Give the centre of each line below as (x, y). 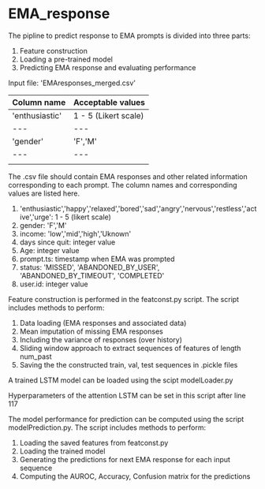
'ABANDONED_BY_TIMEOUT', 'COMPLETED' (92, 275)
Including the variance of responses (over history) (101, 339)
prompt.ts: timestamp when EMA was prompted (97, 259)
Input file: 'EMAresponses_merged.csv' (72, 83)
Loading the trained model (62, 451)
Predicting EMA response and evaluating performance (108, 67)
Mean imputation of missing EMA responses (91, 331)
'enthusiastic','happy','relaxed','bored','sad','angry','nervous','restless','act (138, 208)
